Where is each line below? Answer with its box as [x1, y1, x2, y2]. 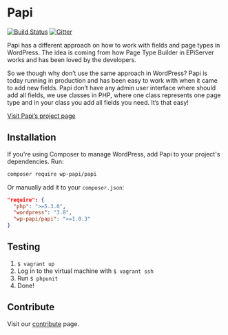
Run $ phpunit [17, 274, 59, 282]
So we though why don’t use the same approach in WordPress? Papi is [7, 69, 208, 77]
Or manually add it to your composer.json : [7, 183, 125, 191]
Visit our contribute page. [7, 319, 80, 328]
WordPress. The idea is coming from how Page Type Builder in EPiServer [7, 48, 215, 57]
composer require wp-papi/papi [7, 170, 97, 177]
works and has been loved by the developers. [7, 55, 136, 63]
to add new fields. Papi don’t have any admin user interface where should [7, 83, 216, 92]
